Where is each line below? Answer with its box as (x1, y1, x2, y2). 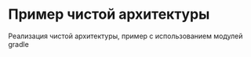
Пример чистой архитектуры (8, 5, 210, 23)
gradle (8, 39, 29, 48)
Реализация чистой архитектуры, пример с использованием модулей (8, 31, 243, 41)
